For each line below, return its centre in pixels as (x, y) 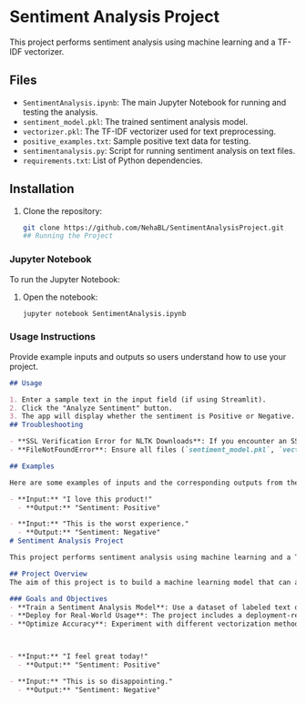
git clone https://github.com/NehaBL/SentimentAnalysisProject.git (153, 228)
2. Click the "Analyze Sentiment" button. (91, 408)
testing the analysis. (60, 112)
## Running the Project (68, 236)
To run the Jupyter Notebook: (65, 279)
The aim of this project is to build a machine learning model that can (150, 582)
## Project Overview (49, 574)
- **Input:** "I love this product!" (81, 499)
